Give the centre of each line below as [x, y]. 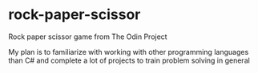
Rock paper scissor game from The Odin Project [88, 36]
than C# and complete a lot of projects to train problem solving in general [129, 60]
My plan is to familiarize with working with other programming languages [129, 52]
